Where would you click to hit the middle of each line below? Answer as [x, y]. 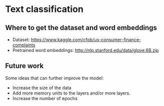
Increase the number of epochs [45, 98]
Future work [24, 66]
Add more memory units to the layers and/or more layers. [71, 93]
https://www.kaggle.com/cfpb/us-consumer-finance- [86, 39]
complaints [24, 45]
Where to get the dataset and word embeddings [81, 28]
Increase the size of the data [42, 87]
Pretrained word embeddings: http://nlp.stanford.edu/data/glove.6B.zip [85, 50]
